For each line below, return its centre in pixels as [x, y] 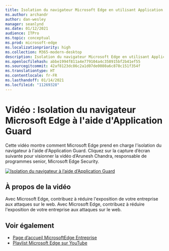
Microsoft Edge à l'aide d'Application [84, 120]
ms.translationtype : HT [30, 71]
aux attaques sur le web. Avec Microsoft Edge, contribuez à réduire [75, 204]
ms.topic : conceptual [28, 38]
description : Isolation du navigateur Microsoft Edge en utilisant [77, 57]
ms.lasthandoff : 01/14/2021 [35, 80]
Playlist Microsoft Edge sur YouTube [50, 243]
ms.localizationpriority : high [38, 47]
